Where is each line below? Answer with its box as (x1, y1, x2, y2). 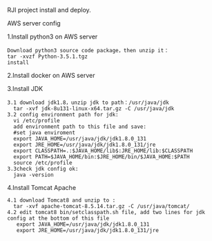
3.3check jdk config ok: (7, 165, 79, 172)
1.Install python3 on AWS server (7, 32, 98, 41)
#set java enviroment (13, 129, 76, 136)
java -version (13, 171, 54, 178)
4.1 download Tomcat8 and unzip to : (7, 197, 116, 204)
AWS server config (7, 19, 61, 27)
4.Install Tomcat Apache (7, 184, 77, 191)
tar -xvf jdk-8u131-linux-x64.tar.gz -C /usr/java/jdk (13, 105, 175, 112)
